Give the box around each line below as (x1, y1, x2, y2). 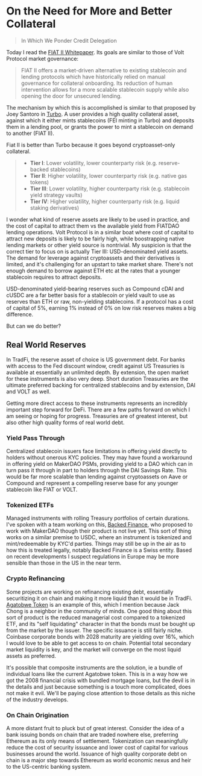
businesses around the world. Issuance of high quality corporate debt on (6, 750, 187, 757)
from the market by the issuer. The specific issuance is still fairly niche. (6, 627, 183, 634)
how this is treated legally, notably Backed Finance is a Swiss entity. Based (6, 546, 192, 554)
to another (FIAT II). (6, 130, 54, 137)
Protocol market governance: (6, 55, 79, 62)
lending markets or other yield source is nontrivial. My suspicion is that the (6, 241, 192, 248)
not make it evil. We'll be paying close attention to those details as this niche (6, 689, 196, 696)
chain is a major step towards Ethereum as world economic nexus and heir (6, 756, 191, 763)
